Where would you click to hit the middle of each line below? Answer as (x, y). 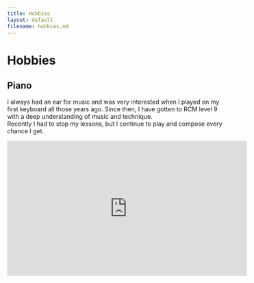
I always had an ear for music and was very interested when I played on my (113, 102)
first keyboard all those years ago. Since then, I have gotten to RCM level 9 (112, 109)
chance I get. (26, 131)
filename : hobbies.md (38, 26)
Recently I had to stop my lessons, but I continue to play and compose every (115, 124)
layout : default (30, 20)
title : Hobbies (29, 13)
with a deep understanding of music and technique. (80, 117)
